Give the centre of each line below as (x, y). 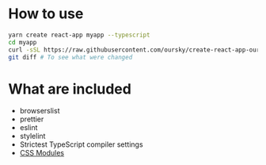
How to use (46, 14)
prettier (32, 119)
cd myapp (23, 42)
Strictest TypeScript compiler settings (82, 144)
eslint (28, 128)
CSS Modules (42, 153)
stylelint (32, 136)
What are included (70, 89)
